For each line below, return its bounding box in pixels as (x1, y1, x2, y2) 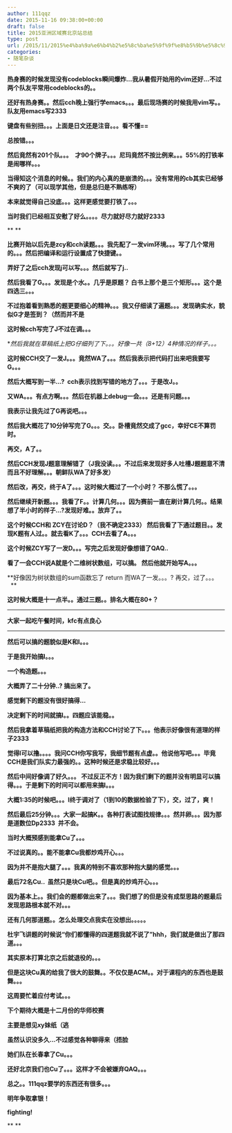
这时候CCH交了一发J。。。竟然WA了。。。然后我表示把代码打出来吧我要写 (7, 354, 211, 362)
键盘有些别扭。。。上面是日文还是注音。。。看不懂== (7, 122, 149, 130)
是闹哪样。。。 (7, 159, 43, 168)
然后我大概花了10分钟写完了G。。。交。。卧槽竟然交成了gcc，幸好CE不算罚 (7, 421, 216, 429)
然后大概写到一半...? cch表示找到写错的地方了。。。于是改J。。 (7, 377, 182, 385)
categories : (7, 49, 41, 56)
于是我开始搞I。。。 (7, 652, 57, 660)
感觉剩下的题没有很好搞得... (7, 696, 86, 704)
